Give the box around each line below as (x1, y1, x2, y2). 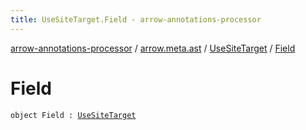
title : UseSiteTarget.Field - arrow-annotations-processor (10, 14, 262, 25)
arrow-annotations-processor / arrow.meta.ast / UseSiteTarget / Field (10, 42, 296, 54)
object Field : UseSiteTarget (10, 110, 137, 120)
